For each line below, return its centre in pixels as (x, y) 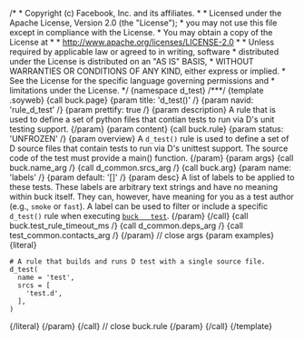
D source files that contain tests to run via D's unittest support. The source (149, 148)
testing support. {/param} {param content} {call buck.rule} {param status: (147, 129)
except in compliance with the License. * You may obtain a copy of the (141, 32)
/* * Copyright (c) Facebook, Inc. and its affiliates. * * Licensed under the (146, 13)
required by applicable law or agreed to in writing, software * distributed (144, 52)
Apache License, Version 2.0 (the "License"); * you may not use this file (143, 23)
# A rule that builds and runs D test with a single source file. (137, 262)
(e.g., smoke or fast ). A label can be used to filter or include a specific (139, 206)
